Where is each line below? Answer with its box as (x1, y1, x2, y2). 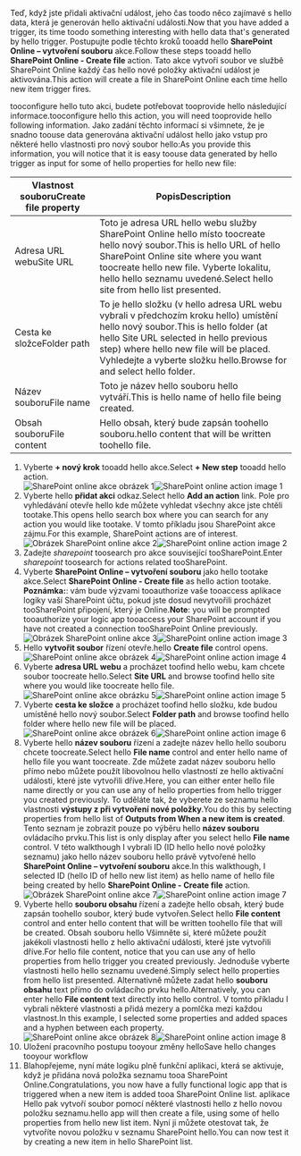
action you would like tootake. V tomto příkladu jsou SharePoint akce (22, 519, 276, 529)
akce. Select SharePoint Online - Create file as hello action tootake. (22, 576, 272, 586)
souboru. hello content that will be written (99, 428, 272, 440)
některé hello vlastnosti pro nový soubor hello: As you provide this (10, 139, 251, 149)
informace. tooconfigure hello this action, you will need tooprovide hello (10, 111, 272, 121)
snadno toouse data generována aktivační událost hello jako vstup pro (10, 130, 268, 139)
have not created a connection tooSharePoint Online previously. (22, 623, 258, 634)
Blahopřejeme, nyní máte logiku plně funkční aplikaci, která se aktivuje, (22, 1060, 284, 1071)
